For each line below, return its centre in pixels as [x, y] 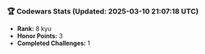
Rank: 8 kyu [34, 29]
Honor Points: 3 [40, 36]
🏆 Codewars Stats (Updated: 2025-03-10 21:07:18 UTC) [103, 11]
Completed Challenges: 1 [53, 43]
